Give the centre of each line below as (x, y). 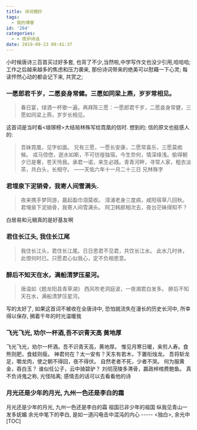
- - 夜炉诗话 (26, 39)
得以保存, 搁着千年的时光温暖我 (44, 316)
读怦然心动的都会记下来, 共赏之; (45, 77)
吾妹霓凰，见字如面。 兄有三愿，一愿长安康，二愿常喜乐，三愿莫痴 (101, 147)
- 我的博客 (23, 22)
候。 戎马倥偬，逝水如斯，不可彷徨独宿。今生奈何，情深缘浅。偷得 (101, 155)
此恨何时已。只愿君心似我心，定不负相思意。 (75, 258)
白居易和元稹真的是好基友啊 (40, 220)
